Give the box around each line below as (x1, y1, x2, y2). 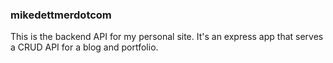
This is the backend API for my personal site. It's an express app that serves (10, 31, 324, 43)
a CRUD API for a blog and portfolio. (10, 41, 159, 53)
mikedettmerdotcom (10, 8, 112, 22)
